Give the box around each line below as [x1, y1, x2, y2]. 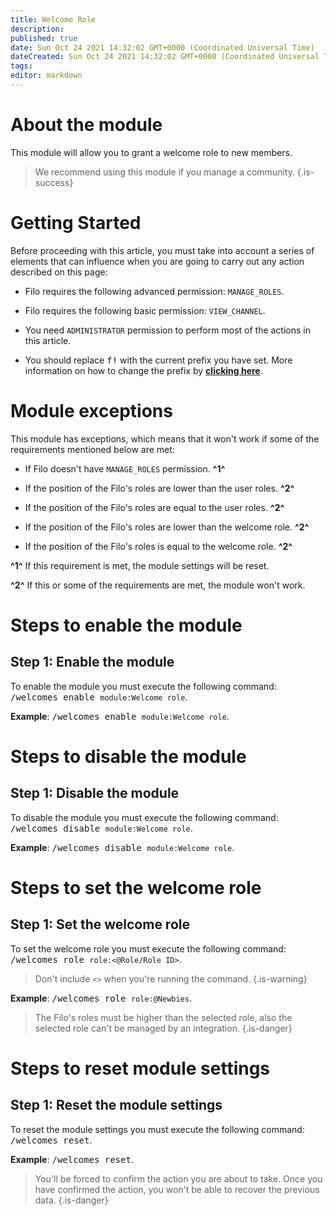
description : [10, 24, 65, 34]
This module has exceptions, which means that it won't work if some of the [10, 432, 320, 445]
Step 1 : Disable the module [10, 785, 180, 802]
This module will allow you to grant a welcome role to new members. [10, 146, 293, 158]
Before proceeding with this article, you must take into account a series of [10, 244, 315, 256]
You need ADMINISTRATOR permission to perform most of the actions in [24, 324, 311, 336]
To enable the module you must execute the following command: [10, 680, 277, 692]
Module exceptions [10, 399, 173, 422]
